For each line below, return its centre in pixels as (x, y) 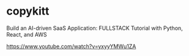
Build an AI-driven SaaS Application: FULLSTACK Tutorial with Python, (95, 28)
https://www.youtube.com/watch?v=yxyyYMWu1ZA (71, 46)
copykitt (28, 11)
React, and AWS (27, 34)
